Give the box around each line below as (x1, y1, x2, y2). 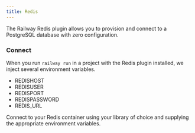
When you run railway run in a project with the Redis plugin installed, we (6, 59, 184, 66)
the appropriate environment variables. (6, 119, 101, 127)
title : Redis (6, 8, 38, 15)
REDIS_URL (14, 102, 43, 109)
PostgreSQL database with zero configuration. (6, 31, 119, 38)
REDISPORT (14, 89, 44, 96)
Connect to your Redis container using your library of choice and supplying (6, 113, 189, 121)
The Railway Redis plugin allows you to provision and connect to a (6, 25, 167, 32)
